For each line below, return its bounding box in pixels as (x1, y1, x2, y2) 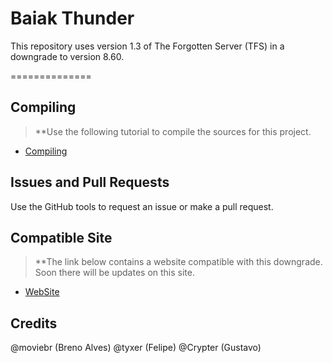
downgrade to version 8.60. (10, 50, 125, 62)
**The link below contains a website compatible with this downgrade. (34, 256, 323, 268)
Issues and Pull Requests (10, 174, 170, 191)
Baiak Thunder (10, 7, 135, 30)
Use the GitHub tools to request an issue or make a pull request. (10, 200, 274, 212)
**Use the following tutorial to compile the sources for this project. (34, 125, 312, 137)
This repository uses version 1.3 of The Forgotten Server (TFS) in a (10, 40, 285, 52)
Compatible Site (10, 229, 113, 246)
